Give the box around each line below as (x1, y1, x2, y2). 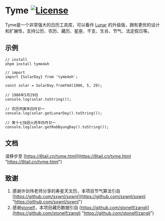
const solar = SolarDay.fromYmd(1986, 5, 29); (5, 83, 102, 88)
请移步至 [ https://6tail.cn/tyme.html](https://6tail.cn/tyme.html (5, 153, 132, 159)
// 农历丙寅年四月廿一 (5, 106, 45, 111)
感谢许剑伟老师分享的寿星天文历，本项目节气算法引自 (12, 188, 121, 194)
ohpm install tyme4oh (5, 62, 50, 66)
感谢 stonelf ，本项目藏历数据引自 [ (12, 205, 81, 211)
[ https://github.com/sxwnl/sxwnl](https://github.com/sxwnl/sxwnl (12, 193, 146, 199)
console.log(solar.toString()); (5, 96, 71, 102)
